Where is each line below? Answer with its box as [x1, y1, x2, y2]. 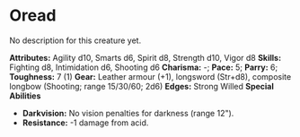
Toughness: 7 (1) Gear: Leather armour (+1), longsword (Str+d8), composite [9, 71, 292, 81]
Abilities [9, 90, 41, 101]
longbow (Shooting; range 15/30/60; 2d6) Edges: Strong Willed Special [9, 81, 274, 91]
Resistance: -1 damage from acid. [22, 117, 149, 128]
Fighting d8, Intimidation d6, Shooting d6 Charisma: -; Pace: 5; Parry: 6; [9, 62, 278, 73]
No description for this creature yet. [9, 35, 142, 46]
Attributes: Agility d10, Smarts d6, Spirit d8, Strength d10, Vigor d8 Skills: [9, 52, 281, 63]
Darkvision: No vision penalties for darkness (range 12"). [22, 107, 234, 118]
